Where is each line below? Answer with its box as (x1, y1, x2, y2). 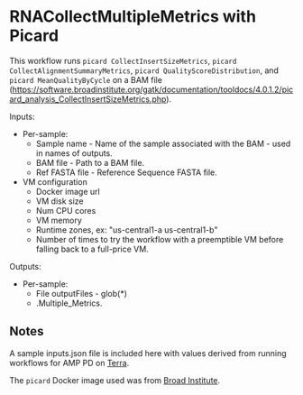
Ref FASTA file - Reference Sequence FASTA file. (35, 167, 218, 178)
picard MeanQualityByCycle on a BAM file (9, 74, 162, 85)
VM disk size (35, 196, 84, 207)
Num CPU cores (35, 205, 96, 216)
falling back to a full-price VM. (35, 243, 149, 254)
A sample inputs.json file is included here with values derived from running (9, 347, 287, 358)
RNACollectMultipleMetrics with (9, 6, 257, 27)
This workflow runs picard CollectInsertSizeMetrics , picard (9, 55, 237, 66)
